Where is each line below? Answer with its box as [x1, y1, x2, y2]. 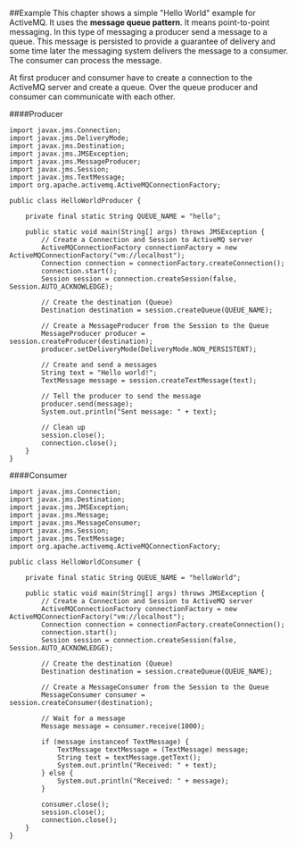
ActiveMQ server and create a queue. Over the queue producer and [9, 82, 259, 92]
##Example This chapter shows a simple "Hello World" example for [9, 8, 256, 18]
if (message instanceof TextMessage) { [41, 737, 190, 746]
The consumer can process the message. [9, 55, 162, 65]
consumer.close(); [41, 800, 110, 809]
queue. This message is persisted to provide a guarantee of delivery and [9, 36, 276, 46]
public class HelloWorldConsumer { [9, 558, 142, 567]
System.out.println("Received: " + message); [56, 777, 229, 785]
